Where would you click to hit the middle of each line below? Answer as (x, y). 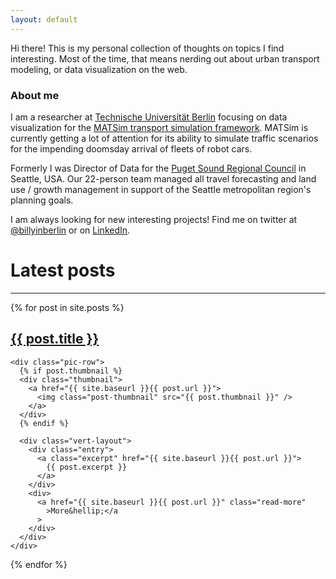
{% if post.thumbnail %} (71, 371)
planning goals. (42, 200)
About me (35, 95)
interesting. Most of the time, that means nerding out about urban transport (165, 58)
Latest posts (63, 270)
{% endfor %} (39, 564)
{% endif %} (44, 423)
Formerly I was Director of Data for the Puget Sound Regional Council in (158, 168)
